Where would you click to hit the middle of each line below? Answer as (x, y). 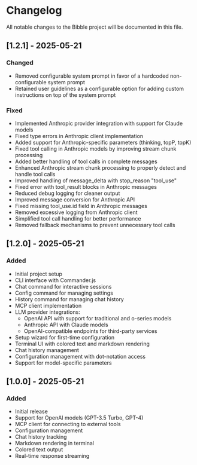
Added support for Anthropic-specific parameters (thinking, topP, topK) (103, 142)
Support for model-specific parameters (63, 363)
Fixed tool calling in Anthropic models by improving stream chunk (96, 149)
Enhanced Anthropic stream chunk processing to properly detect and (100, 167)
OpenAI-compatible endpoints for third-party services (90, 331)
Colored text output (39, 449)
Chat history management (47, 350)
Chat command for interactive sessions (63, 286)
